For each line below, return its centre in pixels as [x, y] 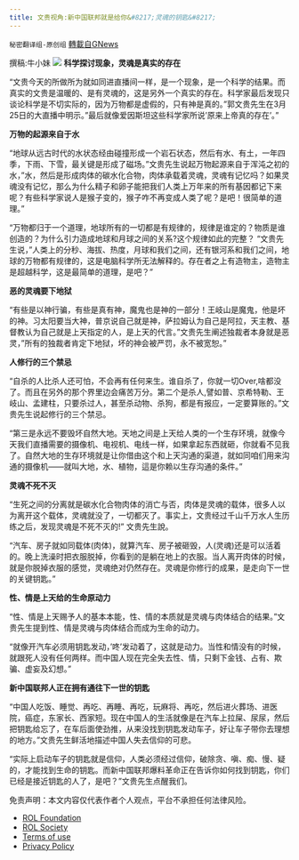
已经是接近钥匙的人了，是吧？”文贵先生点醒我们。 [101, 781]
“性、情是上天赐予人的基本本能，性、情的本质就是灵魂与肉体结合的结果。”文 [147, 616]
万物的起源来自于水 [44, 133]
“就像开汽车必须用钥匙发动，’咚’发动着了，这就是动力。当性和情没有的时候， [148, 647]
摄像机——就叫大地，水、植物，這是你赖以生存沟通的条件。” [133, 466]
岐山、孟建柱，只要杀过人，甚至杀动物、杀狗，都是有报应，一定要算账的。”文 [149, 403]
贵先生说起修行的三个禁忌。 [60, 414]
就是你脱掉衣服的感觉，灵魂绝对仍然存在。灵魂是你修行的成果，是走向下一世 [149, 567]
